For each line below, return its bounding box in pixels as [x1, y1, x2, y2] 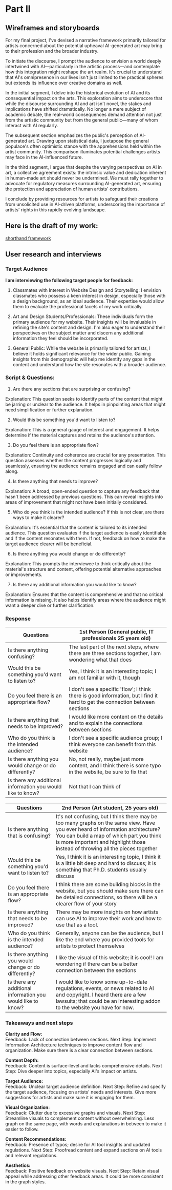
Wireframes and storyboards [5, 24, 100, 32]
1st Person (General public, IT [79, 628, 154, 636]
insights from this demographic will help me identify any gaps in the [12, 356, 156, 362]
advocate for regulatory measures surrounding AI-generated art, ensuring [5, 181, 161, 186]
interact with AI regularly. [5, 123, 58, 128]
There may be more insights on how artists [55, 908, 159, 916]
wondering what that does [69, 656, 132, 663]
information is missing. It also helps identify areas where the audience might [5, 597, 166, 603]
